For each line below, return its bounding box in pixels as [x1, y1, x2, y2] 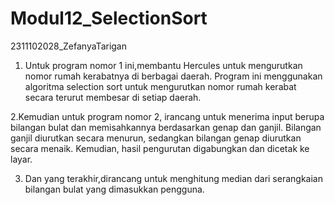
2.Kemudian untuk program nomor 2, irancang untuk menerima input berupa [10, 110, 325, 122]
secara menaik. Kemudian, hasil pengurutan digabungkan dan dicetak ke [10, 142, 310, 154]
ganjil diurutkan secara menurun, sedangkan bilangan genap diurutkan [10, 132, 302, 144]
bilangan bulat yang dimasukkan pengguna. [24, 183, 205, 195]
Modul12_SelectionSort [10, 7, 208, 30]
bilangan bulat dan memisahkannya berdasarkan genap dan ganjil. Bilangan [10, 121, 322, 133]
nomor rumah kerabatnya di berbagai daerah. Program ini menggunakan [24, 70, 323, 82]
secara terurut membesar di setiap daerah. [24, 91, 202, 103]
